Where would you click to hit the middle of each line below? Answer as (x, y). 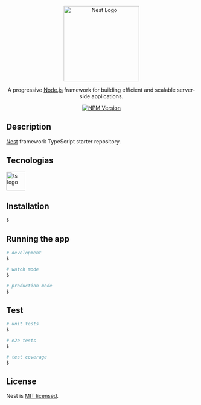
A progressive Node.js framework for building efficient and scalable (92, 90)
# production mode (29, 286)
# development (24, 253)
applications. (107, 96)
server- (186, 90)
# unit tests (23, 324)
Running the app (38, 239)
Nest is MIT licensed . (33, 396)
